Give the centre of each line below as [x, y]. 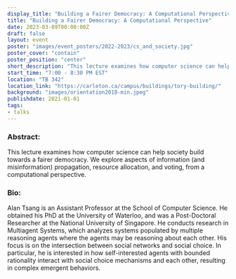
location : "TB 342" [36, 79]
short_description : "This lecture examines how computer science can [111, 66]
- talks [19, 112]
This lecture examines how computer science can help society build [106, 152]
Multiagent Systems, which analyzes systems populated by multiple [105, 230]
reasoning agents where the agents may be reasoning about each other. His [117, 238]
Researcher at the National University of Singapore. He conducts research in [118, 223]
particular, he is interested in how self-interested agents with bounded [109, 253]
